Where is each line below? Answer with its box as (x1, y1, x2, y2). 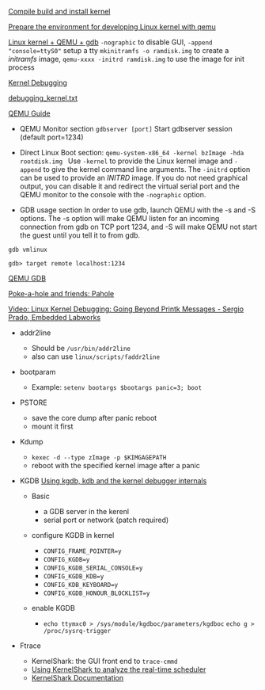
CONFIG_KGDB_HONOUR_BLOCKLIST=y (43, 589, 150, 597)
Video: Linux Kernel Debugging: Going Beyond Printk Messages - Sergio (8, 304, 244, 314)
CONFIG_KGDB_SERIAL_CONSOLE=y (43, 564, 143, 572)
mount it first (31, 421, 74, 431)
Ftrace (19, 641, 41, 650)
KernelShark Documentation (31, 673, 124, 682)
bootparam (19, 368, 56, 376)
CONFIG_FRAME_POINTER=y (43, 547, 122, 555)
